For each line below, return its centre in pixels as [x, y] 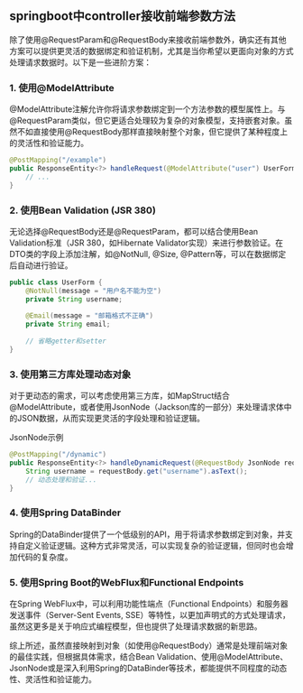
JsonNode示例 [37, 438]
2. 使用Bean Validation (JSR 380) [83, 210]
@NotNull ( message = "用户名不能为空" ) [94, 291]
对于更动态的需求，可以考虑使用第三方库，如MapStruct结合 [119, 396]
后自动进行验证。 [41, 265]
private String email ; [68, 324]
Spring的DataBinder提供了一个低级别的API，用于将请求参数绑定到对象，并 [147, 534]
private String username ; [74, 299]
